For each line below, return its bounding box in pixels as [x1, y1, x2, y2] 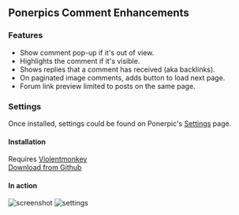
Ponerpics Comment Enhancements [8, 6, 189, 20]
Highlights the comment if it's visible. [19, 56, 140, 65]
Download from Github [8, 163, 82, 172]
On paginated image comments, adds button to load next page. [19, 72, 226, 82]
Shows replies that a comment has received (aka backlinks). [19, 65, 215, 74]
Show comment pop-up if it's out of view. [19, 47, 155, 57]
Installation [8, 137, 46, 146]
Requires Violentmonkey [8, 154, 88, 164]
